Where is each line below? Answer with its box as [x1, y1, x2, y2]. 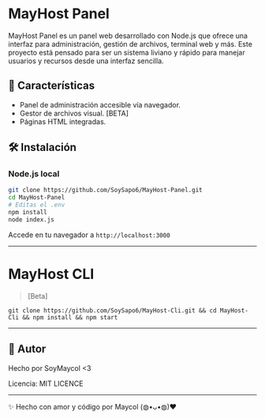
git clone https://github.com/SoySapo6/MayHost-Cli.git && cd [8, 306, 217, 315]
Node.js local [8, 168, 60, 179]
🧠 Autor [8, 342, 47, 356]
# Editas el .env [8, 201, 65, 209]
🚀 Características [8, 79, 95, 92]
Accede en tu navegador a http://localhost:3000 [8, 230, 171, 240]
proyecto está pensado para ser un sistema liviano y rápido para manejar [8, 47, 246, 57]
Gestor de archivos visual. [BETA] [19, 108, 129, 118]
